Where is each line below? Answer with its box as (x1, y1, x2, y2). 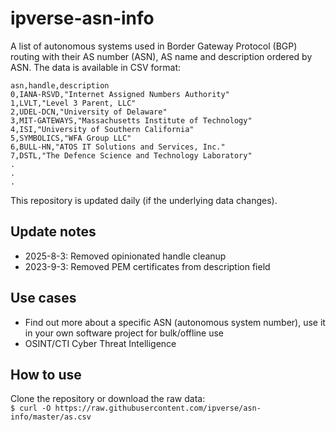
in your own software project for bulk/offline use (24, 327, 225, 339)
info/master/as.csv (10, 412, 92, 422)
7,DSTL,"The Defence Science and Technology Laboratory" (10, 150, 253, 161)
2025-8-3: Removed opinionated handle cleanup (24, 250, 227, 262)
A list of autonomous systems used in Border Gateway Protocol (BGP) (10, 40, 298, 52)
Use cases (10, 290, 77, 307)
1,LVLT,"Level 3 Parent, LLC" (10, 98, 137, 108)
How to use (10, 366, 82, 383)
